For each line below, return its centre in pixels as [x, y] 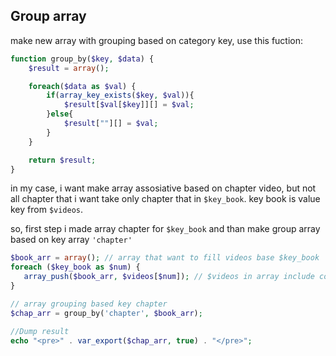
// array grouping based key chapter [89, 304]
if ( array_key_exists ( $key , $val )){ [120, 95]
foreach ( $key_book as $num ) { [75, 267]
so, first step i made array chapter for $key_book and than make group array [165, 229]
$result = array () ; [69, 68]
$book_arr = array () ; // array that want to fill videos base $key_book [165, 258]
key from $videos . [47, 210]
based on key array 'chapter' [71, 240]
